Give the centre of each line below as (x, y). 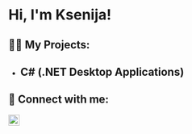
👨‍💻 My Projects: (49, 45)
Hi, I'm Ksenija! (60, 15)
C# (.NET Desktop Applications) (102, 71)
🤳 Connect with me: (58, 100)
